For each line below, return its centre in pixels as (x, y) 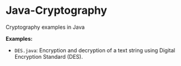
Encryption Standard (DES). (49, 56)
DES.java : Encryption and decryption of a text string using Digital (95, 50)
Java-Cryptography (56, 10)
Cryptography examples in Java (45, 27)
